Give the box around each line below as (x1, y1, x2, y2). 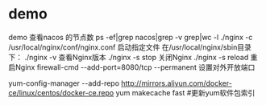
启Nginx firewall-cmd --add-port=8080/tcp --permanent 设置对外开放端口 (8, 62, 256, 72)
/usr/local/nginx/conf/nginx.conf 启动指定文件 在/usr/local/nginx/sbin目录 (8, 42, 251, 52)
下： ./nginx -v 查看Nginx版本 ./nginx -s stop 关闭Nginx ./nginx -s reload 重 (8, 52, 258, 62)
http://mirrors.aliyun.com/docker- (120, 78, 232, 88)
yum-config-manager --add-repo (8, 78, 119, 88)
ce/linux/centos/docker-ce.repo (8, 87, 114, 97)
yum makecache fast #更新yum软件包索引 (115, 87, 256, 97)
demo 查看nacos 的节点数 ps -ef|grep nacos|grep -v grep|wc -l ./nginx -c (8, 32, 253, 42)
